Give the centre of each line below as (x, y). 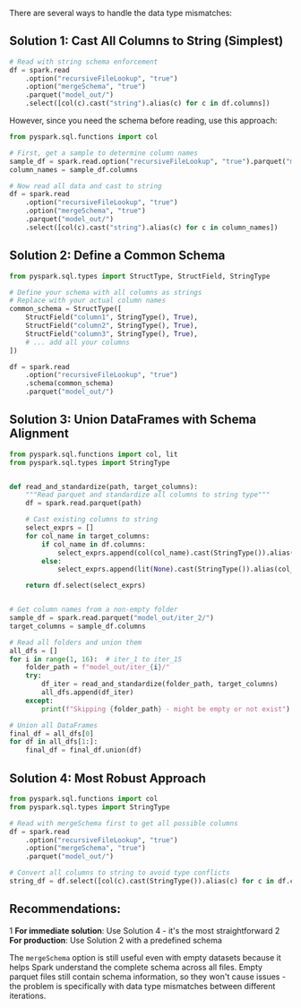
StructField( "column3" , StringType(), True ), (112, 334)
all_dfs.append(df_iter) (88, 693)
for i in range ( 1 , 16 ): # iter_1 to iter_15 (95, 659)
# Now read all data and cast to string (86, 186)
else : (52, 561)
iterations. (28, 995)
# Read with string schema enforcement (84, 62)
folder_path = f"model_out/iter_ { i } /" (98, 668)
